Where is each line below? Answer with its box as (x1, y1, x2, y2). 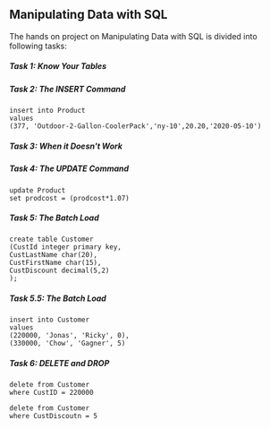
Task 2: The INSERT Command (9, 83, 126, 94)
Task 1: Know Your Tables (9, 61, 107, 72)
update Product (9, 185, 66, 195)
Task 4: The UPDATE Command (9, 163, 130, 174)
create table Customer (9, 235, 94, 244)
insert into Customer (9, 315, 90, 325)
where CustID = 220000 (9, 389, 94, 398)
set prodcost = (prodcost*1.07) (9, 193, 130, 202)
